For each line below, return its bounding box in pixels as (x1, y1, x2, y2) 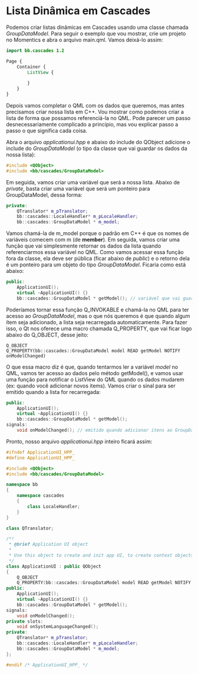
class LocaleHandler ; (27, 503, 81, 509)
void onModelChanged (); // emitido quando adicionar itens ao (16, 427, 173, 434)
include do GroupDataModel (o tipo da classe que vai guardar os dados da (6, 145, 187, 152)
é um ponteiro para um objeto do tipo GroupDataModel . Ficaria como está (6, 261, 186, 268)
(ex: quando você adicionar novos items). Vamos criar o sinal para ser (6, 382, 176, 389)
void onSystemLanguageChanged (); (16, 624, 99, 630)
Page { (6, 58, 22, 64)
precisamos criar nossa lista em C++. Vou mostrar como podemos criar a (6, 108, 184, 115)
